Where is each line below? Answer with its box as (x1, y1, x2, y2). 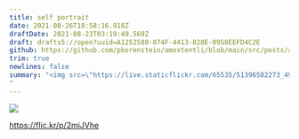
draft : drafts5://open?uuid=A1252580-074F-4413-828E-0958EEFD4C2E (9, 37, 261, 47)
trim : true (9, 54, 50, 63)
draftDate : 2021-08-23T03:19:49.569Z (9, 29, 149, 38)
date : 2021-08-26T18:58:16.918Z (9, 21, 129, 30)
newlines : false (9, 63, 69, 72)
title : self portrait (9, 12, 90, 22)
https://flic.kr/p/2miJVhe (9, 120, 100, 130)
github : (9, 46, 38, 55)
